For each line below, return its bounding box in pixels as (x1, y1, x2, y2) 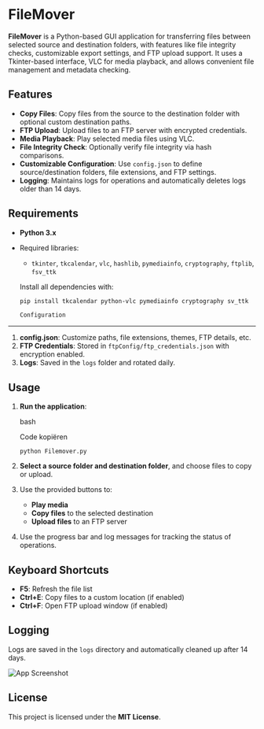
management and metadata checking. (8, 65, 131, 74)
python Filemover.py (19, 447, 87, 456)
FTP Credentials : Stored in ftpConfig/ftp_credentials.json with (19, 341, 229, 351)
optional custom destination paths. (19, 117, 132, 127)
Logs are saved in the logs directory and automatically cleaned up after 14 (8, 644, 248, 654)
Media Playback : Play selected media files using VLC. (19, 134, 195, 143)
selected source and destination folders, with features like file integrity (8, 39, 236, 49)
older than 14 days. (19, 183, 82, 194)
